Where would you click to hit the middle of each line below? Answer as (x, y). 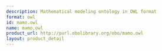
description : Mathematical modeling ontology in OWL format (82, 11)
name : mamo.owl (25, 28)
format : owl (21, 17)
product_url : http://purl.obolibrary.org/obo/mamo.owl (75, 33)
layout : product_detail (35, 39)
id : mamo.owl (22, 22)
